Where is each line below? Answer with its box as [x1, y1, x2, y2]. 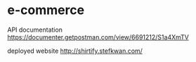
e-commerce [7, 2, 85, 18]
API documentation [7, 25, 63, 34]
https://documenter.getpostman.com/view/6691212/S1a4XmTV [7, 32, 190, 41]
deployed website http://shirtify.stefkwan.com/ [7, 46, 143, 55]
